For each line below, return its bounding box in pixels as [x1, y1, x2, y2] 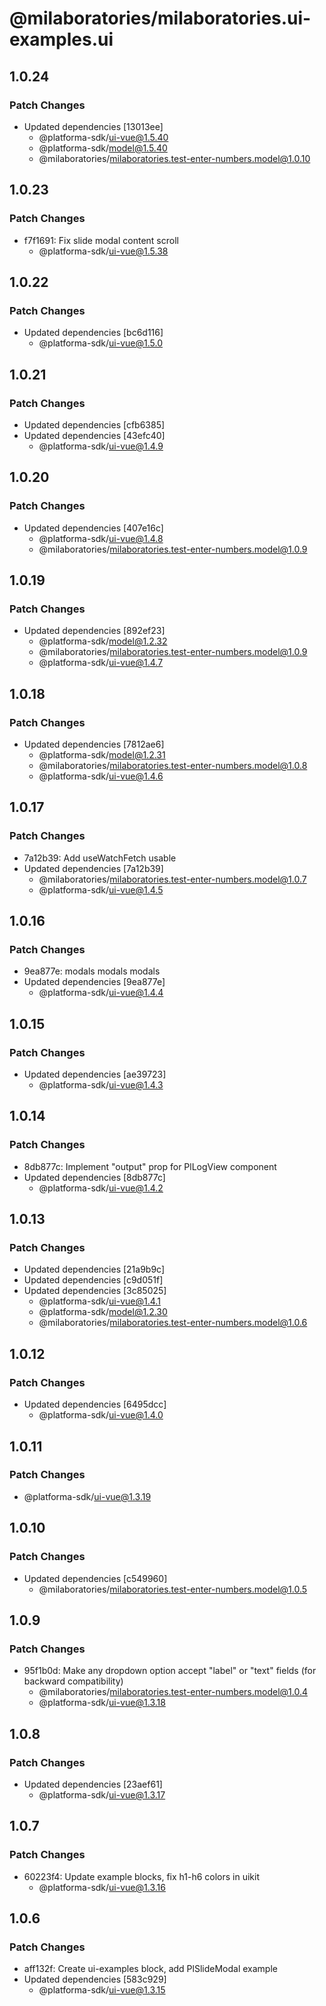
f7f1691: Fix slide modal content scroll [23, 234, 179, 246]
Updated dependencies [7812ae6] [23, 738, 165, 750]
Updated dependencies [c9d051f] [23, 1274, 164, 1286]
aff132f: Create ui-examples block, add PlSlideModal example [23, 1963, 278, 1975]
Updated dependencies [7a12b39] [23, 862, 164, 874]
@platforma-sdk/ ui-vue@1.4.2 [38, 1182, 164, 1194]
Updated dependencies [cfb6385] [23, 418, 166, 431]
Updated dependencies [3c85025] [23, 1285, 167, 1297]
